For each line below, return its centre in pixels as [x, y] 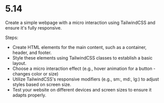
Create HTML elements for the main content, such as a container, [80, 47]
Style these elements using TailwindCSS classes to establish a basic [82, 57]
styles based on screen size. [42, 84]
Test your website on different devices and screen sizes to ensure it [82, 89]
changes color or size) [35, 73]
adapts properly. [29, 95]
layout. [19, 63]
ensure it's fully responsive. [34, 27]
